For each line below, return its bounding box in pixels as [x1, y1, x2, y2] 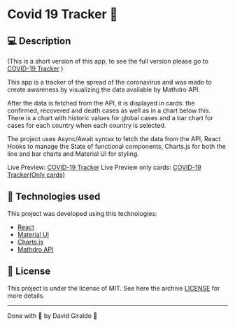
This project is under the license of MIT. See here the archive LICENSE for [7, 284, 220, 292]
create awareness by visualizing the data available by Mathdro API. [7, 85, 201, 94]
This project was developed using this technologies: [7, 209, 157, 217]
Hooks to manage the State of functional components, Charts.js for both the [7, 143, 226, 150]
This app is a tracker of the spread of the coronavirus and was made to [7, 78, 212, 86]
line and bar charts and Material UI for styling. [7, 150, 140, 158]
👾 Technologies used [7, 191, 101, 203]
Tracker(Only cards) [7, 170, 65, 179]
